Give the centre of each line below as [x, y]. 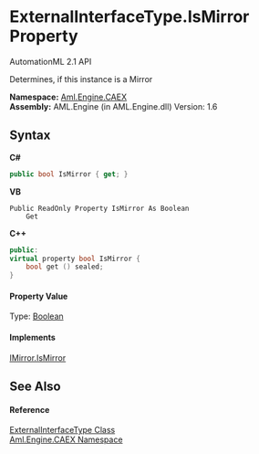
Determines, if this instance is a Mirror [81, 79]
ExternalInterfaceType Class [62, 430]
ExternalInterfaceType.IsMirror [129, 17]
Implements [33, 337]
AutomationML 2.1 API [51, 61]
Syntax [30, 136]
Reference [30, 409]
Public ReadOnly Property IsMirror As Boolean [99, 208]
